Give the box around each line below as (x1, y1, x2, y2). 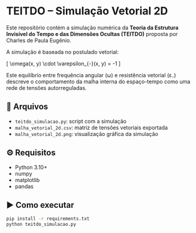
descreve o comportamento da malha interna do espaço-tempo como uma (6, 78, 191, 85)
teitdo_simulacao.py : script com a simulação (14, 117, 127, 125)
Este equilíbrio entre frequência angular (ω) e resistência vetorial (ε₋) (6, 71, 176, 78)
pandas (14, 183, 34, 190)
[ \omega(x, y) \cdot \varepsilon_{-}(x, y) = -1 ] (6, 60, 121, 67)
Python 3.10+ (14, 164, 48, 171)
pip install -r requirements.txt (6, 216, 90, 222)
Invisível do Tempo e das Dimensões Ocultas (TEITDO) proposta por (6, 30, 178, 37)
